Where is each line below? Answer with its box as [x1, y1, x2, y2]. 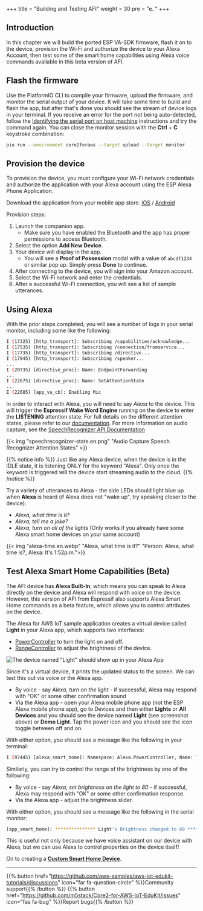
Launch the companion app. [14, 223, 85, 230]
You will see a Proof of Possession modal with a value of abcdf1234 [24, 255, 192, 262]
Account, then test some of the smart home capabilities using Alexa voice [6, 51, 190, 59]
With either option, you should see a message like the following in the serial [6, 808, 195, 815]
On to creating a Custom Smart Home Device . [6, 855, 122, 863]
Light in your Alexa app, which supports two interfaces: [6, 626, 145, 633]
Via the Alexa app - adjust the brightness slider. [14, 796, 134, 803]
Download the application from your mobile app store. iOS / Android [6, 199, 175, 206]
